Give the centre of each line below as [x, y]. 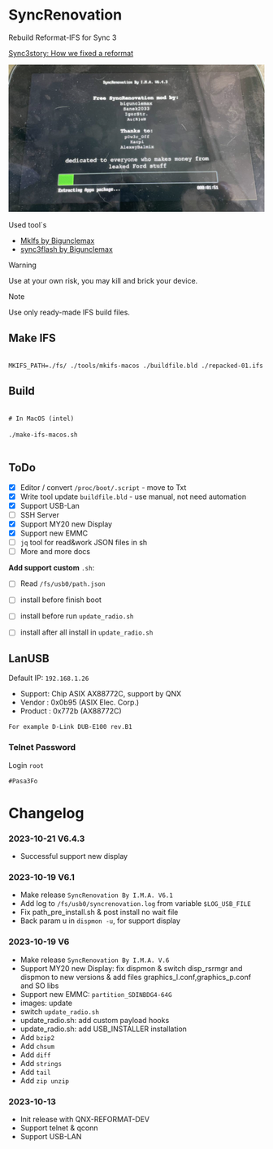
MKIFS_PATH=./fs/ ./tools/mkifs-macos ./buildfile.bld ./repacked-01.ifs [136, 366]
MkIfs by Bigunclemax [57, 241]
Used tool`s [28, 225]
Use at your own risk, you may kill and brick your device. [103, 281]
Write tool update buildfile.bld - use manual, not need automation [133, 496]
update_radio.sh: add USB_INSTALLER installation [103, 1029]
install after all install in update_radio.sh [87, 632]
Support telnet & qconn [59, 1128]
